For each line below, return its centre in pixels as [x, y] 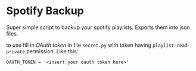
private [16, 51]
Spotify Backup [45, 11]
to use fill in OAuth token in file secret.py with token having [79, 45]
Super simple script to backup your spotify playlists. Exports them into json [98, 27]
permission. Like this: [52, 51]
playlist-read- [172, 46]
